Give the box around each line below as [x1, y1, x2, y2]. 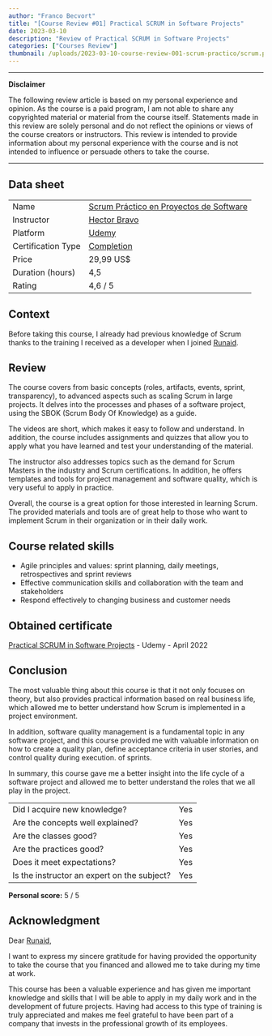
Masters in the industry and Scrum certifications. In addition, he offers [8, 465, 242, 475]
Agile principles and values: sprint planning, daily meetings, [19, 561, 219, 571]
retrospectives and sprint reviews [19, 569, 132, 580]
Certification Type [12, 240, 81, 251]
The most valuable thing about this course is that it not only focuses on [8, 685, 245, 695]
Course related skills [8, 539, 115, 553]
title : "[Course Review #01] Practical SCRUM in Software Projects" [8, 19, 244, 28]
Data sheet [8, 178, 65, 191]
